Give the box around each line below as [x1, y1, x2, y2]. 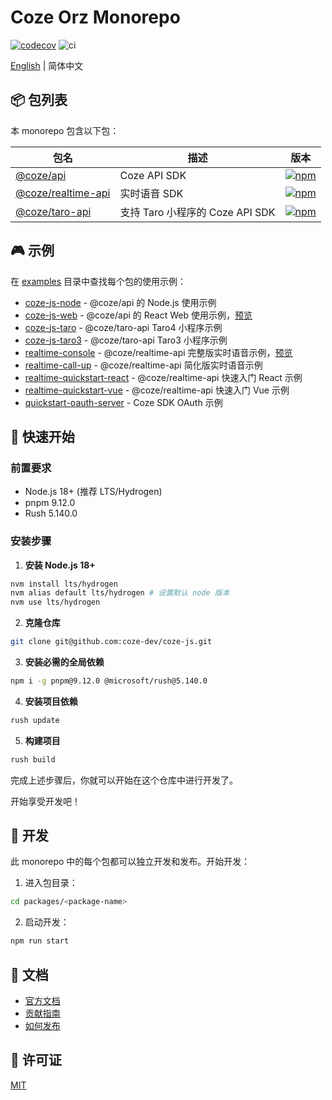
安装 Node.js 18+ [24, 559, 96, 571]
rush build [10, 754, 56, 765]
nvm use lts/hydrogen [10, 597, 101, 608]
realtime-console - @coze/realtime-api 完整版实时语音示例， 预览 [24, 346, 293, 358]
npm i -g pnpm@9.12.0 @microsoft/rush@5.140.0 [10, 676, 208, 686]
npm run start [10, 936, 70, 946]
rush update [10, 715, 60, 725]
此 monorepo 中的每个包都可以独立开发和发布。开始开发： [10, 856, 251, 868]
